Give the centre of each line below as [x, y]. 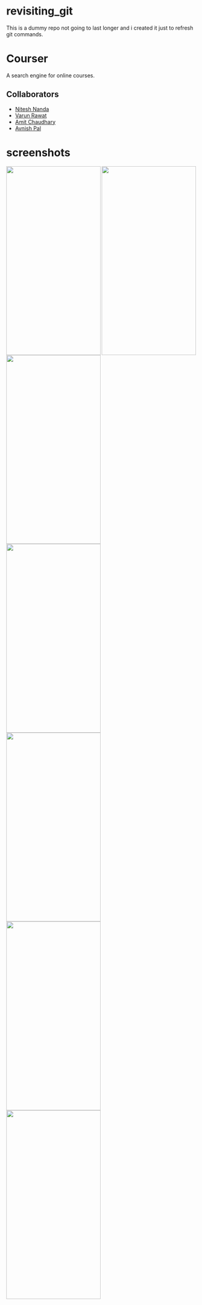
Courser [27, 59]
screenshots [38, 153]
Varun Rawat [31, 115]
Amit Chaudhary [35, 121]
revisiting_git [40, 11]
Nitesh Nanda [32, 109]
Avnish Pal [28, 128]
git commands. [25, 34]
